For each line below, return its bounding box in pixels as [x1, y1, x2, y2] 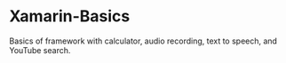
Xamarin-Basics [9, 6, 131, 27]
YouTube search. [9, 44, 71, 55]
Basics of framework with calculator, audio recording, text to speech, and [9, 35, 278, 46]
